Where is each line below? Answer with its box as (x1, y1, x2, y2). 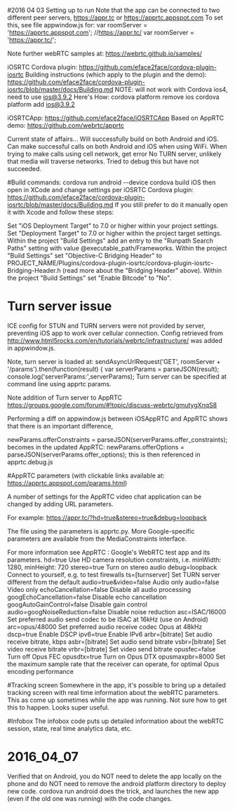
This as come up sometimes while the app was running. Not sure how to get (7, 696, 227, 704)
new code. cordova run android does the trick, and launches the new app (7, 787, 220, 795)
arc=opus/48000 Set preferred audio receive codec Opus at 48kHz (7, 622, 203, 630)
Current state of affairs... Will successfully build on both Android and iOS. (7, 135, 220, 143)
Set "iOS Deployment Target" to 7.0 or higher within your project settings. (7, 222, 219, 230)
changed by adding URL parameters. (7, 499, 114, 508)
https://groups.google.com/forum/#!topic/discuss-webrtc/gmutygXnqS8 (7, 400, 217, 409)
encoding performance (7, 667, 74, 675)
